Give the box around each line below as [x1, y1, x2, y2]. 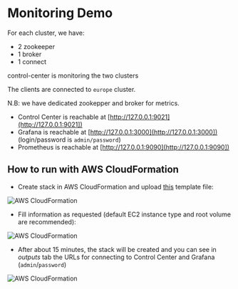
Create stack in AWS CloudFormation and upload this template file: [17, 182, 214, 191]
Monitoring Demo [7, 5, 113, 21]
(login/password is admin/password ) [17, 135, 121, 144]
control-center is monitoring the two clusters [7, 71, 139, 80]
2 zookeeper [17, 42, 56, 51]
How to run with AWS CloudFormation [7, 164, 180, 176]
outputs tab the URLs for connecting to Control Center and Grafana [17, 253, 215, 261]
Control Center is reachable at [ [17, 112, 110, 121]
